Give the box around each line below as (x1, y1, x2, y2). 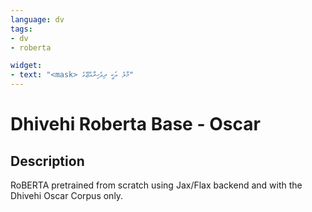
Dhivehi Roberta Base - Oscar (10, 113, 261, 136)
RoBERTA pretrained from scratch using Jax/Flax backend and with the (10, 179, 303, 191)
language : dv (10, 14, 65, 25)
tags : (10, 24, 33, 34)
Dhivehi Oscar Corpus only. (10, 190, 124, 201)
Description (10, 152, 85, 170)
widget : (10, 61, 43, 71)
